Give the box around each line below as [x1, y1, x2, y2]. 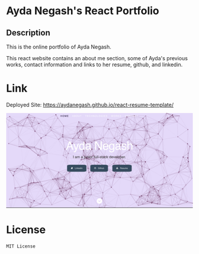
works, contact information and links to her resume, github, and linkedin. [6, 61, 183, 68]
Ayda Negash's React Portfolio [6, 4, 160, 18]
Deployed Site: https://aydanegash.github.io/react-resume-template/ [6, 101, 174, 108]
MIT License [6, 243, 36, 249]
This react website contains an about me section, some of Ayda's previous [6, 55, 188, 61]
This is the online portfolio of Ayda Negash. [6, 43, 111, 50]
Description [6, 28, 50, 38]
